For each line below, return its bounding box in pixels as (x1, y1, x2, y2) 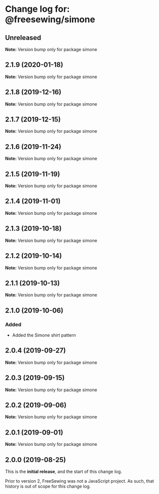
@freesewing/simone (5, 14, 96, 25)
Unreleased (5, 33, 42, 42)
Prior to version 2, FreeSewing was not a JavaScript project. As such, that (5, 478, 154, 484)
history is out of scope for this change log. (5, 483, 91, 490)
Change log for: (5, 3, 70, 15)
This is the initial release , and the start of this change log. (5, 468, 122, 475)
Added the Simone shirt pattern (12, 332, 76, 338)
